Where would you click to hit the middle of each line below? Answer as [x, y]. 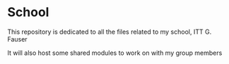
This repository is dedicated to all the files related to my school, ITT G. [110, 32]
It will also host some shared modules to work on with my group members [115, 53]
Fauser [17, 39]
